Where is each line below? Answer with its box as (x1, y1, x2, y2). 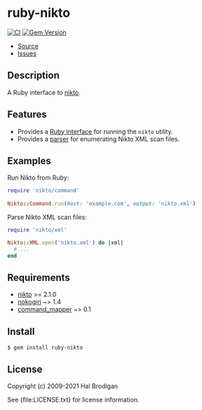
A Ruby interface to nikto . (7, 88, 81, 96)
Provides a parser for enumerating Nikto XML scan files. (17, 135, 180, 143)
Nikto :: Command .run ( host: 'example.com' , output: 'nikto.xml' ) (7, 200, 196, 208)
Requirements (7, 272, 70, 284)
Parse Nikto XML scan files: (7, 213, 88, 221)
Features (7, 109, 47, 121)
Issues (17, 49, 37, 58)
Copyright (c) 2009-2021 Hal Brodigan (7, 381, 119, 390)
